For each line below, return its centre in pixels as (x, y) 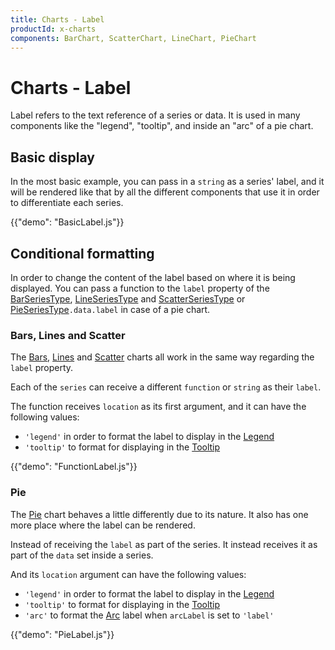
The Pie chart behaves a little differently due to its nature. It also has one (159, 514)
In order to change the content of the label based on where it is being (153, 277)
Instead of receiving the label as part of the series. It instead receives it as (164, 544)
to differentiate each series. (67, 203)
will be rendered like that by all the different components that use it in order (165, 192)
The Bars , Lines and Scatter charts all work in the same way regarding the (162, 357)
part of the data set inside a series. (82, 555)
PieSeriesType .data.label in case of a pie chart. (110, 309)
